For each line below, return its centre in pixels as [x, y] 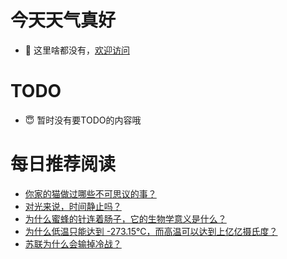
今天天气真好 [63, 20]
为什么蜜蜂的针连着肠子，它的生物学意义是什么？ [125, 218]
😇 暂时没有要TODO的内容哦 [83, 120]
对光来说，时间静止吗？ [73, 206]
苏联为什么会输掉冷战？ [73, 243]
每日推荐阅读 [63, 164]
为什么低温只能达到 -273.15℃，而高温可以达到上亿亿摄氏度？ [151, 231]
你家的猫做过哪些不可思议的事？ [90, 193]
